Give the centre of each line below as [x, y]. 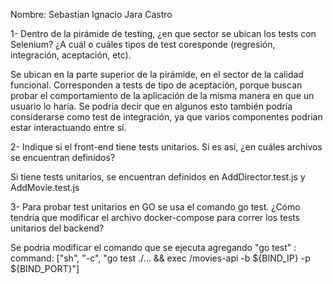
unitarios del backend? [57, 228]
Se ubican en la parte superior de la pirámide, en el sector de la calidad [157, 74]
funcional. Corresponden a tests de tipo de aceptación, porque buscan [156, 85]
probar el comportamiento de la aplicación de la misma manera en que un [162, 95]
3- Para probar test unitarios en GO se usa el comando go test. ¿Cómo [155, 207]
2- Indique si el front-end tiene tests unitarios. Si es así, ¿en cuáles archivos [166, 147]
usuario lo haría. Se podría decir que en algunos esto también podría [151, 106]
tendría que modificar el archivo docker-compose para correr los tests [155, 217]
